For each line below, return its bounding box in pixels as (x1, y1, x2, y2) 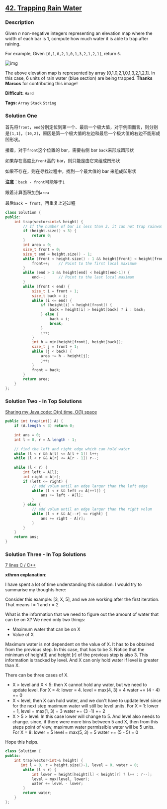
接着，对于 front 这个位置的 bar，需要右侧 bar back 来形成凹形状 (5, 147, 134, 153)
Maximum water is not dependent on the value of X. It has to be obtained (5, 641, 155, 647)
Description (5, 19, 34, 26)
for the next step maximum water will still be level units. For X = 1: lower (12, 703, 159, 709)
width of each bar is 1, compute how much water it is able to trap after (5, 35, 149, 41)
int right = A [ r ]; (23, 474, 61, 479)
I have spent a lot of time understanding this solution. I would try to (5, 581, 142, 587)
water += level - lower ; (31, 781, 83, 786)
